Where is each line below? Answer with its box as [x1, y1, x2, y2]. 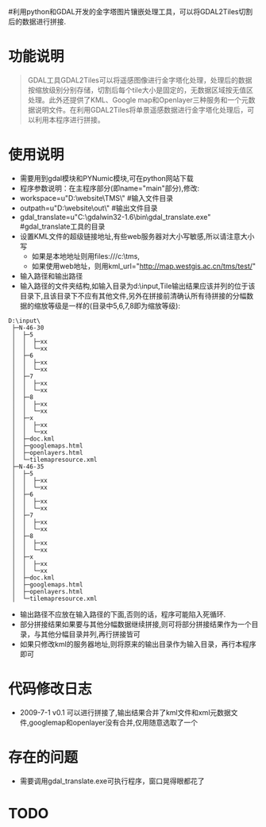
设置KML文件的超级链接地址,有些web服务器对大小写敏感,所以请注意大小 [19, 231, 255, 240]
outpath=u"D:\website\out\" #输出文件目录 [19, 203, 158, 213]
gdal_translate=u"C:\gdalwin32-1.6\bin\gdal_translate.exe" [19, 212, 211, 221]
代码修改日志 [8, 680, 93, 698]
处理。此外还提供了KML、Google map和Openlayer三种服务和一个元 [27, 94, 249, 105]
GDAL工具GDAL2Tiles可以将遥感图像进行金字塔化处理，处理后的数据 [27, 75, 253, 85]
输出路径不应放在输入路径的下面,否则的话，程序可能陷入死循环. [19, 610, 226, 619]
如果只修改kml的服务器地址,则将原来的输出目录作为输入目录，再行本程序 [19, 639, 256, 648]
